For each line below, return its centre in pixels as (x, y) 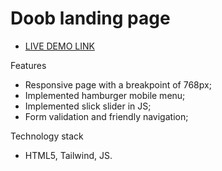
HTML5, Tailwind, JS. (68, 155)
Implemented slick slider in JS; (88, 106)
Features (28, 65)
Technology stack (47, 136)
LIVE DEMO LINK (59, 46)
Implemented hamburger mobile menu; (105, 95)
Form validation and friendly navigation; (106, 116)
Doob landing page (90, 18)
